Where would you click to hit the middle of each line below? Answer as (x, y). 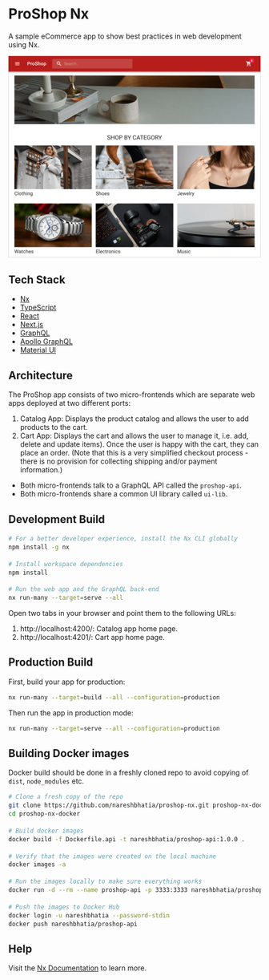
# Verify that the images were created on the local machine (112, 856)
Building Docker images (69, 753)
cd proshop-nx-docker (44, 814)
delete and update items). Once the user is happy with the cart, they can (139, 444)
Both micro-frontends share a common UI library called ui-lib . (124, 494)
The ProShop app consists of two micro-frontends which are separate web (132, 395)
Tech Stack (37, 279)
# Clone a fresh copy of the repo (66, 797)
